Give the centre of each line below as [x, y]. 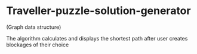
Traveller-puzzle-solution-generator [98, 11]
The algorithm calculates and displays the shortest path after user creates [97, 38]
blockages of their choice [38, 45]
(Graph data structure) [34, 27]
